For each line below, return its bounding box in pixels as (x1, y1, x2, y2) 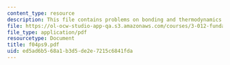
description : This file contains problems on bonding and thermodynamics (7, 16, 222, 23)
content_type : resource (7, 9, 75, 17)
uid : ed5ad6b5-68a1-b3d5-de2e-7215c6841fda (7, 48, 133, 55)
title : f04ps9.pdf (7, 41, 60, 48)
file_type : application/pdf (7, 28, 88, 36)
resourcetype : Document (7, 35, 75, 42)
